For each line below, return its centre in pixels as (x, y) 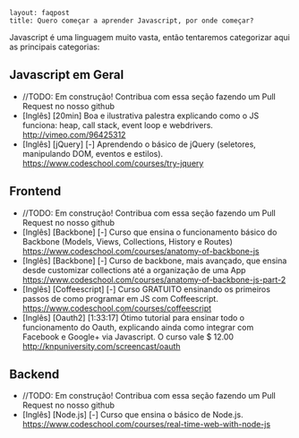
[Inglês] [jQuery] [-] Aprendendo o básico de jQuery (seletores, (139, 144)
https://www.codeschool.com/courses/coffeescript (117, 308)
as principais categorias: (55, 47)
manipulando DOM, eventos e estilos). (93, 153)
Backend (34, 375)
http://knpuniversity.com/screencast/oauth (101, 346)
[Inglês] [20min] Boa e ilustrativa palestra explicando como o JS (141, 116)
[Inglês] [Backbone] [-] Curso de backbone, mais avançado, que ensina (154, 261)
